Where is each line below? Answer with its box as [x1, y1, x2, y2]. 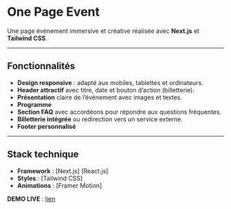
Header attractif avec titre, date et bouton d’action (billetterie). [16, 86, 195, 94]
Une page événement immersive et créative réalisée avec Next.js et [7, 27, 199, 35]
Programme [16, 100, 52, 108]
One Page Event [7, 4, 100, 20]
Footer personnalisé [16, 122, 76, 130]
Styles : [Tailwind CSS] [16, 174, 83, 182]
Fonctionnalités [7, 60, 76, 72]
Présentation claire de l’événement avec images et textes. [16, 93, 182, 101]
